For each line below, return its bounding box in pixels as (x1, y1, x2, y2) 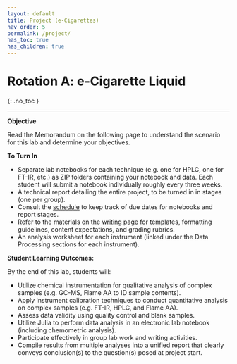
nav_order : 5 (7, 23, 46, 30)
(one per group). (17, 195, 66, 203)
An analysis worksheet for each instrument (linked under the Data (17, 232, 209, 241)
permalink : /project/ (7, 30, 71, 37)
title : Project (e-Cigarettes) (7, 17, 99, 24)
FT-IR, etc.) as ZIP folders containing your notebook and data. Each (17, 172, 214, 181)
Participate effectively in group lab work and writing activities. (17, 333, 197, 341)
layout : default (7, 10, 55, 18)
